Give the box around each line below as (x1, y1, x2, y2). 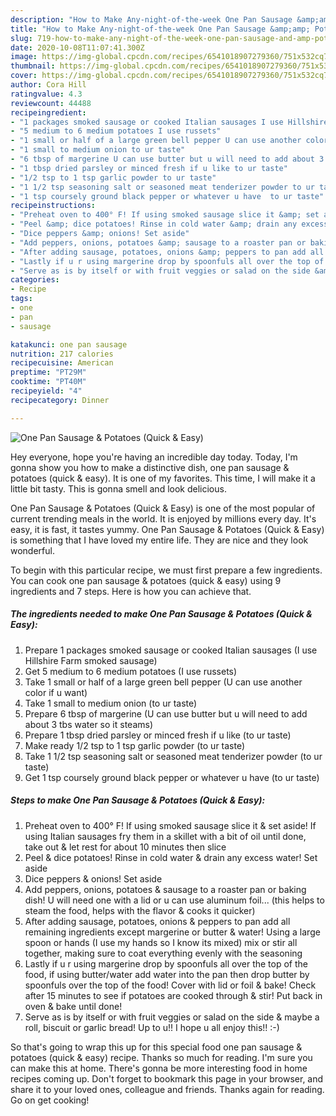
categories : (10, 275, 60, 285)
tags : (10, 294, 33, 304)
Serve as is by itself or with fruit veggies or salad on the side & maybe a (24, 1011, 320, 1023)
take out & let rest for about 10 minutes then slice (24, 841, 227, 853)
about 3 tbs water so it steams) (24, 718, 153, 730)
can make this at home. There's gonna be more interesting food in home (10, 1062, 308, 1074)
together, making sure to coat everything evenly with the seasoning (24, 947, 303, 959)
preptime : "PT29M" (10, 367, 87, 378)
